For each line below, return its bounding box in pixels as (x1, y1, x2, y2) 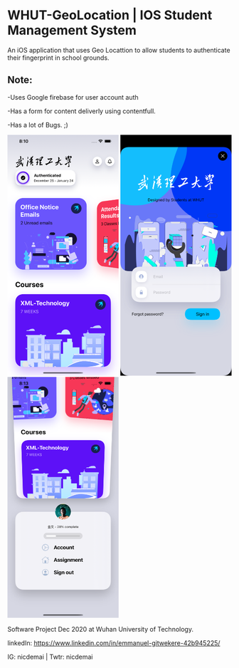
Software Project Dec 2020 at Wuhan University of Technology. (7, 625, 194, 634)
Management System (7, 22, 137, 38)
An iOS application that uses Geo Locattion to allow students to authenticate (7, 46, 230, 54)
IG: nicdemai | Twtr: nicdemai (7, 652, 93, 662)
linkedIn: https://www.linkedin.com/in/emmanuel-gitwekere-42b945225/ (7, 639, 221, 647)
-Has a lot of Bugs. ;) (7, 120, 69, 129)
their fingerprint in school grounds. (7, 53, 110, 62)
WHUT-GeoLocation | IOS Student (7, 7, 213, 24)
